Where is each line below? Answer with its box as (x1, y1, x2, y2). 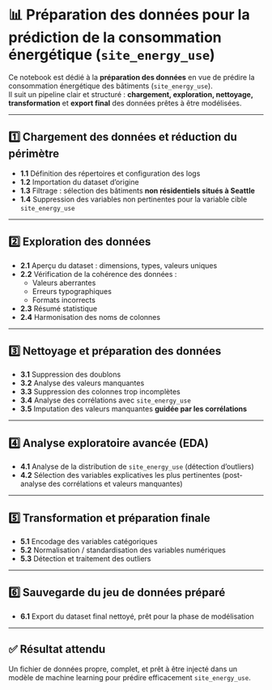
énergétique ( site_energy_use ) (8, 45, 216, 64)
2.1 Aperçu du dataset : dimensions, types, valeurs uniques (19, 260, 218, 270)
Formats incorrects (32, 295, 96, 305)
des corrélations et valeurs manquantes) (48, 479, 184, 489)
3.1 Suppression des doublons (19, 369, 121, 380)
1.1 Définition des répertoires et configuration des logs (19, 168, 201, 178)
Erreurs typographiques (32, 286, 112, 296)
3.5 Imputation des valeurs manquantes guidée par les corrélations (19, 404, 248, 414)
